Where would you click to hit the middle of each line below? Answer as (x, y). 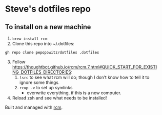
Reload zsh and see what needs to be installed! (60, 98)
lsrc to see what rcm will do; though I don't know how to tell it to (84, 77)
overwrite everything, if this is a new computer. (74, 93)
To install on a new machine (48, 27)
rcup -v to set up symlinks (46, 87)
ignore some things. (40, 82)
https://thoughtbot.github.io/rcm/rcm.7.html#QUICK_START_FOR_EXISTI (84, 67)
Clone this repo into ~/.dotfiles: (43, 44)
